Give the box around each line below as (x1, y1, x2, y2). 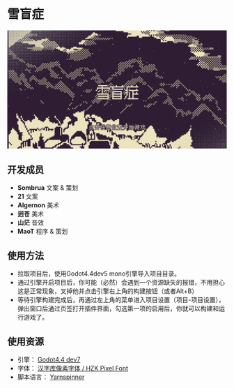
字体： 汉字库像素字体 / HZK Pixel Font (17, 364, 129, 373)
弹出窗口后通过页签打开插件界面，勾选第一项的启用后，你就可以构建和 (17, 304, 219, 313)
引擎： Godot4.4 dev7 (17, 355, 81, 364)
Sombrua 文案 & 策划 (17, 184, 79, 192)
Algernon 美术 (17, 201, 59, 209)
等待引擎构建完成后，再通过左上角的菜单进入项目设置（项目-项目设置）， (17, 296, 225, 304)
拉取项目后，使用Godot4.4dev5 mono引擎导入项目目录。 (17, 269, 181, 278)
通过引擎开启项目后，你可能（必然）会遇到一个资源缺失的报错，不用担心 (17, 278, 225, 287)
